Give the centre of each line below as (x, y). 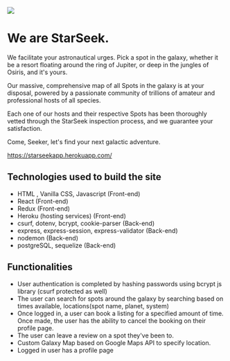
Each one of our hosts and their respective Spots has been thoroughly (107, 114)
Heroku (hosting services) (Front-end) (72, 215)
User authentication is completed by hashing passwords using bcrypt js (120, 283)
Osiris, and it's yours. (37, 72)
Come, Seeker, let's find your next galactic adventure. (84, 141)
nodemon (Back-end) (47, 238)
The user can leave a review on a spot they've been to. (96, 335)
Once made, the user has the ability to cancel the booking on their (112, 320)
